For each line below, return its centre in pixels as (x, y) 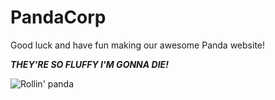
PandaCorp (58, 17)
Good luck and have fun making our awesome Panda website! (138, 45)
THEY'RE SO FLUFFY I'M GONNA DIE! (89, 64)
